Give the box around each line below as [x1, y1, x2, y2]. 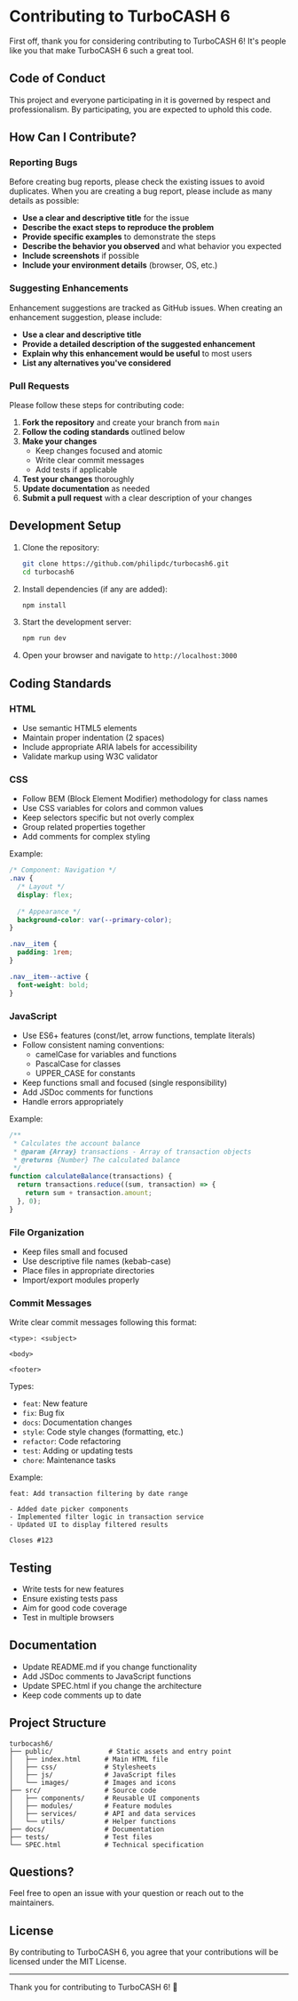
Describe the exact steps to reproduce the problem [21, 222, 215, 233]
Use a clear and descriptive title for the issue [21, 213, 190, 223]
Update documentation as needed [21, 483, 151, 494]
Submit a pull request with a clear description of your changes [21, 493, 253, 503]
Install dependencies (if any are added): [21, 583, 169, 594]
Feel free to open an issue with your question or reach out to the [9, 1888, 244, 1899]
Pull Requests [9, 380, 70, 392]
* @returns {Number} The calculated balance [12, 1155, 180, 1164]
